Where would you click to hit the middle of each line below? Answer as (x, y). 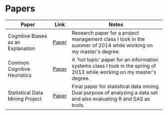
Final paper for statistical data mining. (116, 86)
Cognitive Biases (27, 36)
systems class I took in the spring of (114, 66)
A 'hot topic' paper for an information (115, 59)
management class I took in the (108, 39)
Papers (20, 9)
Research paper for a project (105, 33)
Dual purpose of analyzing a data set (115, 93)
